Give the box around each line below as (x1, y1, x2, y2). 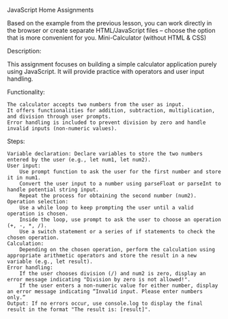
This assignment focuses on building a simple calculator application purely (7, 60, 217, 68)
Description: (7, 47, 42, 55)
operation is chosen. (7, 210, 69, 217)
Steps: (7, 137, 25, 145)
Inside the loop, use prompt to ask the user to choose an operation (19, 216, 222, 223)
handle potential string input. (7, 186, 99, 193)
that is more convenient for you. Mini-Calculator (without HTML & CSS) (7, 34, 207, 42)
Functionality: (7, 88, 46, 96)
